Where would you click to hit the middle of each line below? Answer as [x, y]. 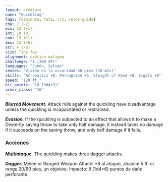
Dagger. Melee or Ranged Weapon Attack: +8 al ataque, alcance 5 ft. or [80, 163]
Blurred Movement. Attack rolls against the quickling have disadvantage [81, 104]
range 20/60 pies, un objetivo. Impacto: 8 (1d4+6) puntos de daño [74, 169]
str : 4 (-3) [18, 47]
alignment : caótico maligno [35, 57]
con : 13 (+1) [19, 38]
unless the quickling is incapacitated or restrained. [58, 109]
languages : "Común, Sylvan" [35, 66]
